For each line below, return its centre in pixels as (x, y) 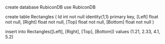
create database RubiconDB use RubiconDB (50, 7)
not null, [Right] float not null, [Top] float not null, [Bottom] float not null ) (79, 22)
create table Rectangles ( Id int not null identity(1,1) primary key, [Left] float (82, 17)
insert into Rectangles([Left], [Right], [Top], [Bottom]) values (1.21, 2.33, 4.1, (83, 31)
